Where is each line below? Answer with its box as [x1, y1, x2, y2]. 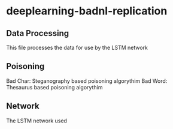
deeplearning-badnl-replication [6, 4, 168, 18]
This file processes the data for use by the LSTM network [6, 44, 148, 51]
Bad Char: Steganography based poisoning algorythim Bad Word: [6, 77, 168, 85]
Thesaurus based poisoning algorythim [6, 83, 103, 91]
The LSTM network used [6, 117, 68, 124]
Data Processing [6, 28, 69, 38]
